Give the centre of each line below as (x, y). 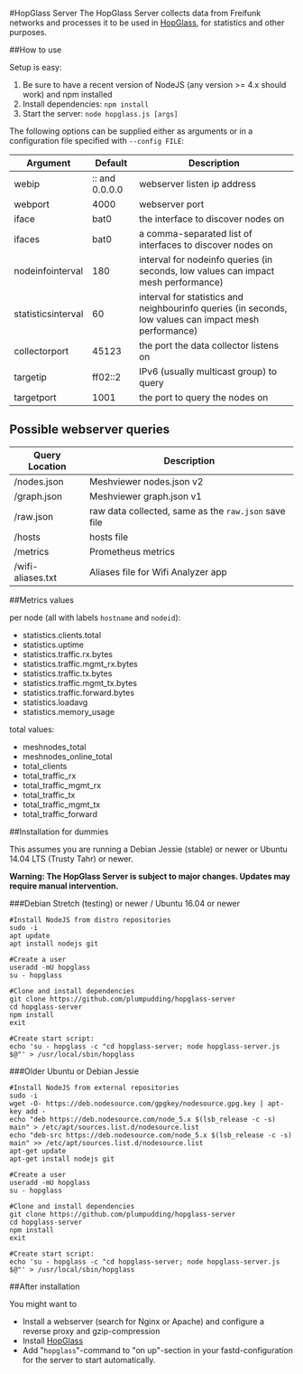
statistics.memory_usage (69, 711)
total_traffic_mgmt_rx (62, 785)
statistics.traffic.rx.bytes (67, 654)
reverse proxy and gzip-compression (91, 1331)
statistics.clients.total (62, 635)
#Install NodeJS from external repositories (94, 1087)
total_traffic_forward (60, 814)
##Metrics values (42, 599)
